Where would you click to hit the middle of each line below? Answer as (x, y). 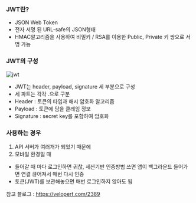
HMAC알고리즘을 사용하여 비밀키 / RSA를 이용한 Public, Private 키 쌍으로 (99, 37)
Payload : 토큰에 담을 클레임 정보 (53, 109)
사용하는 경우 (24, 133)
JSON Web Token (36, 22)
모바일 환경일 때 (33, 154)
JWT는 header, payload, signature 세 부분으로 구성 (75, 86)
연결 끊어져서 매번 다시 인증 (53, 174)
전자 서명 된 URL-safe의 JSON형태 (55, 30)
